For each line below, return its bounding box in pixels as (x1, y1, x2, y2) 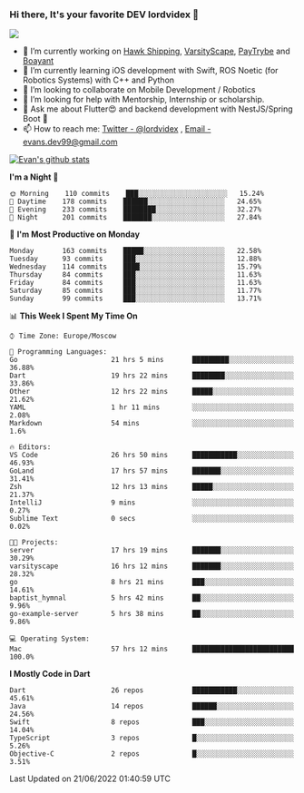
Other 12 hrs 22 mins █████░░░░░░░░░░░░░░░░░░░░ (9, 387, 295, 396)
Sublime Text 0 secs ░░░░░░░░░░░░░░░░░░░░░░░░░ (9, 514, 295, 524)
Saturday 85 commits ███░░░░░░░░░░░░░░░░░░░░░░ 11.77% (9, 286, 261, 296)
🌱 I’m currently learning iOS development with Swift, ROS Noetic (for (22, 65, 279, 76)
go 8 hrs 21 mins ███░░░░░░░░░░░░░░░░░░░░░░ (9, 578, 295, 587)
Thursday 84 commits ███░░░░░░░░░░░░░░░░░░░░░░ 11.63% (9, 270, 261, 279)
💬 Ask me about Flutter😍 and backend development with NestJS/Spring (22, 103, 293, 114)
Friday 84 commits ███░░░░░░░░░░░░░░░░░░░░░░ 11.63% (9, 279, 261, 288)
